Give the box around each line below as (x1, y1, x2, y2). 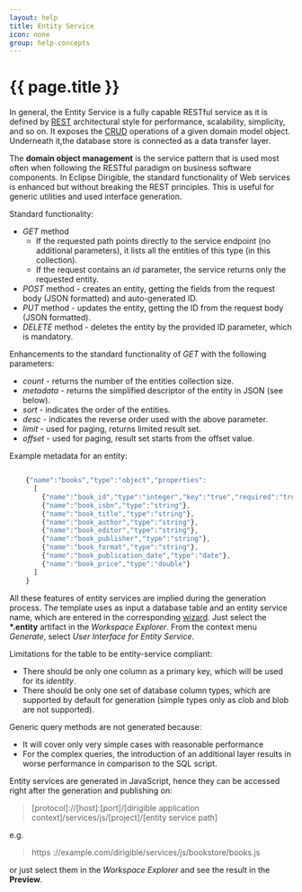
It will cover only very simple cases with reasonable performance (22, 739, 264, 750)
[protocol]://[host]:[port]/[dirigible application (31, 802, 200, 813)
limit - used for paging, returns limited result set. (22, 424, 202, 435)
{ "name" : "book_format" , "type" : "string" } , (41, 543, 200, 552)
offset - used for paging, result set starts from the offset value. (22, 433, 254, 444)
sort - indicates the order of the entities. (22, 404, 171, 415)
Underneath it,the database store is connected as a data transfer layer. (9, 136, 271, 147)
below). (22, 395, 51, 406)
